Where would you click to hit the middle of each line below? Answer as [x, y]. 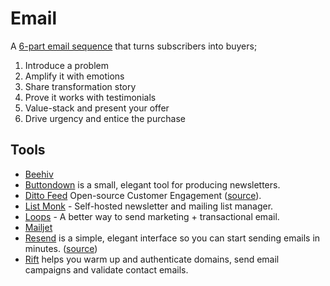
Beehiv [39, 174]
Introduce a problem [66, 65]
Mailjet [38, 227]
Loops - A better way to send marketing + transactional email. [152, 216]
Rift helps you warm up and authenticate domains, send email [152, 259]
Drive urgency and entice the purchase [105, 118]
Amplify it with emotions [74, 76]
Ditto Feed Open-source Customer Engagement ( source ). [143, 195]
